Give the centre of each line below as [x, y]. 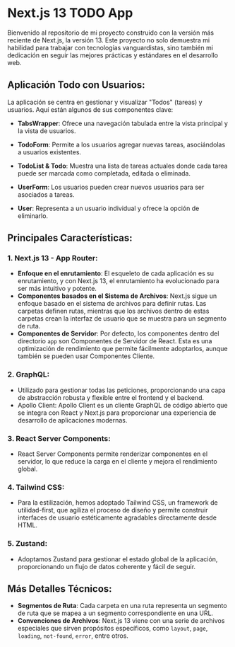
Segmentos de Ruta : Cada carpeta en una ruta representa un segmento [122, 606]
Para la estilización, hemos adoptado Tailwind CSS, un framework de [117, 503]
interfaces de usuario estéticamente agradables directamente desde [117, 517]
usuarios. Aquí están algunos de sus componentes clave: [90, 109]
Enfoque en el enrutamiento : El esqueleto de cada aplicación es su [115, 273]
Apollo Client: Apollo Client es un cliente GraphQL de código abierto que [122, 405]
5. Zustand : [28, 544]
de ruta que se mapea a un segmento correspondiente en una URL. [115, 613]
